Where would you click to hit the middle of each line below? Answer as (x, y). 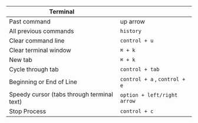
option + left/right (149, 95)
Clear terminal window (40, 50)
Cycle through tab (34, 69)
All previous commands (42, 31)
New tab (21, 60)
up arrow (133, 21)
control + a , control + (153, 79)
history (131, 31)
